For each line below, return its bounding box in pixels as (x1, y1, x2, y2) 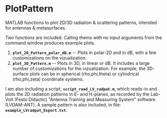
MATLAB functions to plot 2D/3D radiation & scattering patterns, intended (5, 19, 157, 25)
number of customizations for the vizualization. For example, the (12, 65, 146, 71)
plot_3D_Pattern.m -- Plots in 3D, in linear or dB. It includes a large (12, 60, 150, 66)
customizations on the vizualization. (12, 54, 87, 60)
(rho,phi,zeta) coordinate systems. (12, 76, 84, 82)
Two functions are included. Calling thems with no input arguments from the (5, 34, 162, 40)
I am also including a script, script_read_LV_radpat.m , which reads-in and (5, 85, 157, 91)
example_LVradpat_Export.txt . (5, 107, 68, 113)
